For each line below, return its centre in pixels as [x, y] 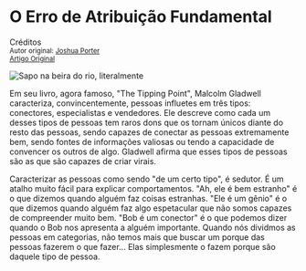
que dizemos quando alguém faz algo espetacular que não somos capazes [151, 208]
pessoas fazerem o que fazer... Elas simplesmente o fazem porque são [142, 246]
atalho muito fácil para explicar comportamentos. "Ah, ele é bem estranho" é [153, 188]
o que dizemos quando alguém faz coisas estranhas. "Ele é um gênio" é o [148, 198]
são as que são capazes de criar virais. [83, 161]
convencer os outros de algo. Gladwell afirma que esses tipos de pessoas [148, 151]
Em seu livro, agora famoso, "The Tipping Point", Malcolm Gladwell [136, 93]
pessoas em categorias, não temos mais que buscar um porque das [137, 237]
